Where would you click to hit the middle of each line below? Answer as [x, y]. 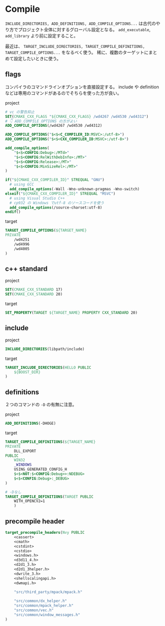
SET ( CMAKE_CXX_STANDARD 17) [34, 290]
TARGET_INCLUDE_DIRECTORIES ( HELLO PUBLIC [48, 368]
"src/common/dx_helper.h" [41, 601]
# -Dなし [13, 492]
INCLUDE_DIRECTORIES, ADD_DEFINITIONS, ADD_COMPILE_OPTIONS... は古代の [81, 23]
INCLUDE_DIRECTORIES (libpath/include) [45, 349]
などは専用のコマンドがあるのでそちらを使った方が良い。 [63, 93]
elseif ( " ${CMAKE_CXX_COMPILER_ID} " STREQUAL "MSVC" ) [60, 193]
